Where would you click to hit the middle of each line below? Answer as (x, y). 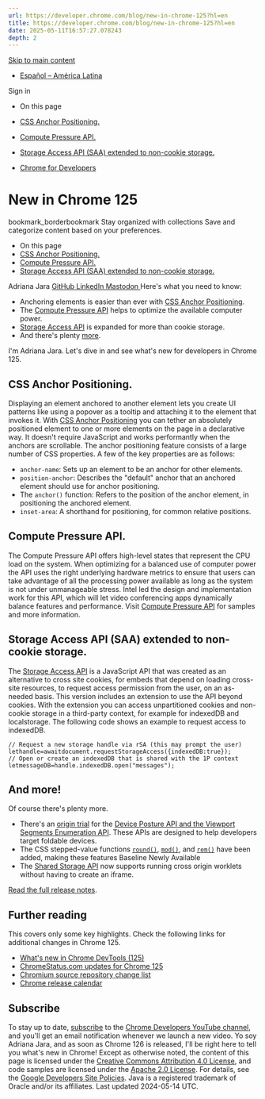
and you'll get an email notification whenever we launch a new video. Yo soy (132, 1036)
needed (21, 696)
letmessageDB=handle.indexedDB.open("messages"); (92, 765)
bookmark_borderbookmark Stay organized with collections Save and (122, 222)
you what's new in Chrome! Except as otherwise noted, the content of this (129, 1053)
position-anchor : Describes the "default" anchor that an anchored (127, 478)
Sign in (19, 91)
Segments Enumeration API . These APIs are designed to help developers (138, 832)
